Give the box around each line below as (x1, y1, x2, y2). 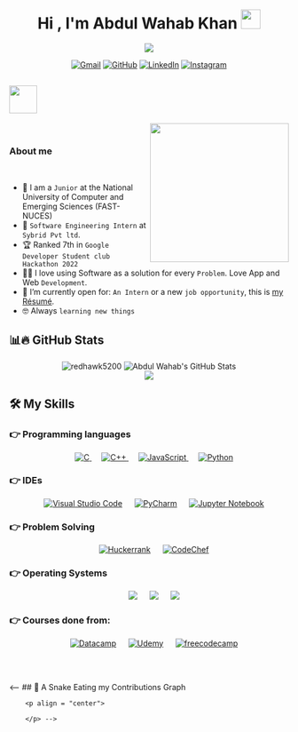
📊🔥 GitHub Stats (9, 333, 105, 348)
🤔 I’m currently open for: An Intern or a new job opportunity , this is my (21, 287, 284, 298)
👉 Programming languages (9, 428, 131, 441)
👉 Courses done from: (9, 614, 111, 626)
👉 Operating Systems (9, 567, 108, 579)
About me (9, 145, 53, 157)
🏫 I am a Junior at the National (21, 182, 134, 193)
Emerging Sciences (21, 201, 93, 212)
